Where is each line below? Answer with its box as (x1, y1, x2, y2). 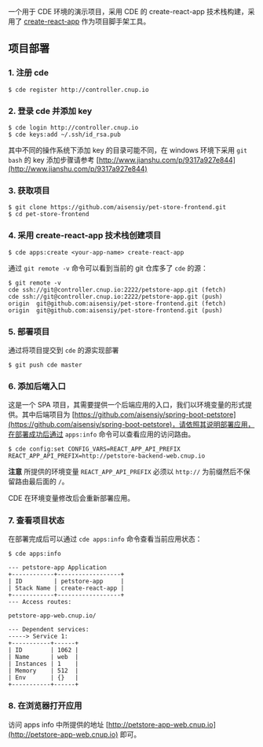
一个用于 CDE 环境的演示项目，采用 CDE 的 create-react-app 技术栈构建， (8, 7, 249, 16)
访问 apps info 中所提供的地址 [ (8, 719, 109, 729)
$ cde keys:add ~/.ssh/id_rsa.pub (8, 131, 122, 138)
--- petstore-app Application (8, 564, 108, 572)
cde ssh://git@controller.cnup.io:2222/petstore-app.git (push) (8, 293, 223, 300)
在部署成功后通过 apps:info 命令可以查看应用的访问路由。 (8, 429, 195, 439)
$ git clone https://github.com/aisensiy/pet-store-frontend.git (8, 204, 226, 212)
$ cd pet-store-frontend (8, 211, 89, 219)
